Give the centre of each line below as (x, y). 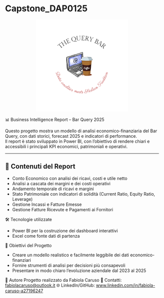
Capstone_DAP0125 (46, 9)
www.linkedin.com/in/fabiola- (125, 285)
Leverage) (22, 199)
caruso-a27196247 (24, 291)
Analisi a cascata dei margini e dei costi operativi (61, 183)
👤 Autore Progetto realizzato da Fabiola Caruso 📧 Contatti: (63, 280)
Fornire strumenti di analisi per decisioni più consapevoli (69, 265)
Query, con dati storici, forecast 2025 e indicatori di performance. (71, 136)
